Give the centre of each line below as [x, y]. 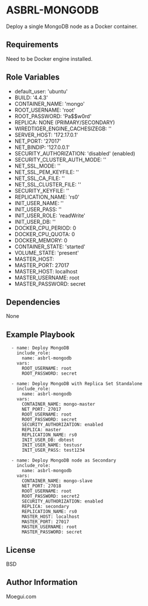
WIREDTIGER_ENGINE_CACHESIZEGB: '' [63, 129]
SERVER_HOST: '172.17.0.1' [46, 134]
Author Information [42, 582]
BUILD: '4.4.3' [31, 98]
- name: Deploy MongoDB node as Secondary [64, 460]
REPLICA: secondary [45, 507]
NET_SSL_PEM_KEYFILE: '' [47, 172]
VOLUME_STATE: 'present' [47, 252]
